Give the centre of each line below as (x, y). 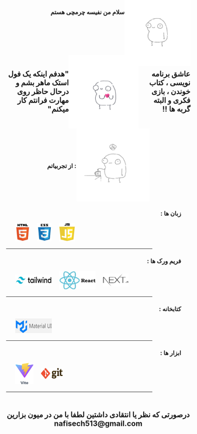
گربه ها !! (176, 109)
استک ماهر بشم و (42, 83)
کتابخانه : (170, 309)
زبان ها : (171, 213)
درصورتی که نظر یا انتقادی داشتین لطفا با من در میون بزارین (98, 415)
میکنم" (58, 109)
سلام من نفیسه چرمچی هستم (87, 12)
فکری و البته (172, 100)
